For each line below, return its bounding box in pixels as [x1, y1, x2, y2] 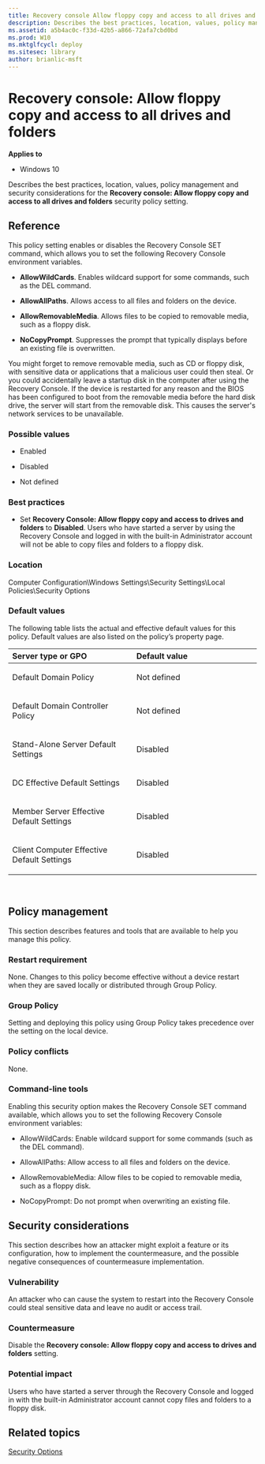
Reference [8, 219, 61, 233]
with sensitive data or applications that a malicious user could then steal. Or [8, 367, 254, 376]
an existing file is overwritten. [19, 343, 116, 353]
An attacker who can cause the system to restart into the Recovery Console [8, 1294, 254, 1304]
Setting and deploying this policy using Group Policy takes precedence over [8, 1018, 255, 1028]
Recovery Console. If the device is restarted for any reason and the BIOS [8, 383, 244, 393]
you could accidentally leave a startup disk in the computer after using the [8, 375, 249, 385]
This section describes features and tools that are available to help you [8, 926, 238, 936]
